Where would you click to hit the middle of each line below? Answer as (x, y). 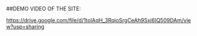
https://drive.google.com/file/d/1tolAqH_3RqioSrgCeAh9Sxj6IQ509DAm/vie (99, 20)
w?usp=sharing (25, 27)
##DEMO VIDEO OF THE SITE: (44, 9)
